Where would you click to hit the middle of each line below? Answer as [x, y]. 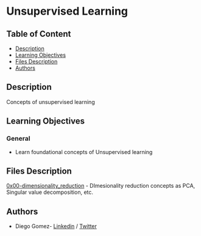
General [18, 139]
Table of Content [39, 34]
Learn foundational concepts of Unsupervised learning [84, 152]
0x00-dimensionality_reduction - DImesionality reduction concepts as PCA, [101, 186]
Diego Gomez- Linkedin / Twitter [56, 226]
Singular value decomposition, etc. [50, 192]
